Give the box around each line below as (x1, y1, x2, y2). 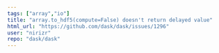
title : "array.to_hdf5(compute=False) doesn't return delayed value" (7, 17, 213, 23)
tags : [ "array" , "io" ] (7, 10, 70, 17)
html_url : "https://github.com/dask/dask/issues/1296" (7, 23, 170, 30)
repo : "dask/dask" (7, 36, 60, 43)
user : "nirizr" (7, 29, 51, 36)
